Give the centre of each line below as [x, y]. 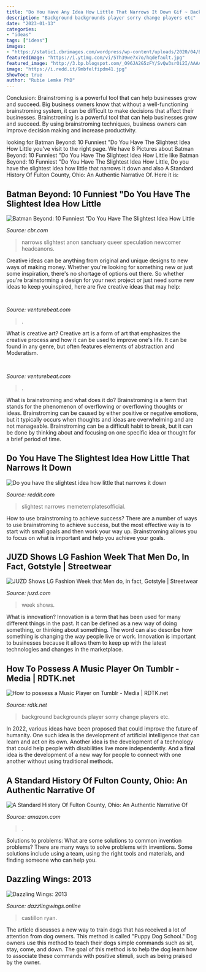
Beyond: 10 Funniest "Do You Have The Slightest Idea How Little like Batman [103, 155]
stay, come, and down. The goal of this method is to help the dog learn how [102, 949]
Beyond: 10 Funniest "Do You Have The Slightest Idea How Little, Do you [97, 162]
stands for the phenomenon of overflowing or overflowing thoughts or [95, 406]
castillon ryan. [39, 917]
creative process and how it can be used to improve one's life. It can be [97, 340]
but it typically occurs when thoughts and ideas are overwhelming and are [100, 419]
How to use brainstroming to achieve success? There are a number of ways [102, 518]
